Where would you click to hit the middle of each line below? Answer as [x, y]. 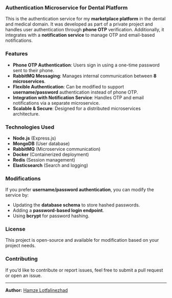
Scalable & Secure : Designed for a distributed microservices [77, 108]
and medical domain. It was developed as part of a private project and [79, 24]
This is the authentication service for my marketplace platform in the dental [85, 19]
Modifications [23, 178]
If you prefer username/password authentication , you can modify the [80, 190]
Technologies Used [30, 127]
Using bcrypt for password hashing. [51, 216]
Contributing [21, 259]
